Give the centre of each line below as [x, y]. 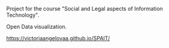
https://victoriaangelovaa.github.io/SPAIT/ [58, 38]
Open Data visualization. [37, 27]
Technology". [23, 15]
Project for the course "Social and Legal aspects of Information [84, 9]
